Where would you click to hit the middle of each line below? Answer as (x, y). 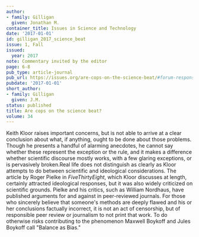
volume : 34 (20, 116)
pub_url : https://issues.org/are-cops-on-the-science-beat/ (82, 78)
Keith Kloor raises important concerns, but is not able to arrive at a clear (94, 133)
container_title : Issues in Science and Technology (71, 28)
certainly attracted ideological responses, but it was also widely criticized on (99, 184)
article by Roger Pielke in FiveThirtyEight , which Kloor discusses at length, (97, 177)
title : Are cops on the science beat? (54, 111)
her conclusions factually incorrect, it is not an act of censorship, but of (93, 209)
